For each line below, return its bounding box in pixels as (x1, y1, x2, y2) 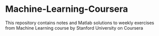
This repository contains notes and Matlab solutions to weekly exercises (5, 20, 154, 26)
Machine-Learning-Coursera (5, 3, 128, 15)
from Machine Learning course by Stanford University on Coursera (5, 25, 143, 31)
